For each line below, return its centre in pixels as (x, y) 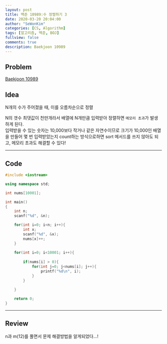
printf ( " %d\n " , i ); (61, 271)
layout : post (19, 10)
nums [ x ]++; (34, 239)
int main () (16, 202)
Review (17, 324)
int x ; (30, 230)
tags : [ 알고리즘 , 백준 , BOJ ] (32, 33)
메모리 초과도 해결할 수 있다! (39, 143)
